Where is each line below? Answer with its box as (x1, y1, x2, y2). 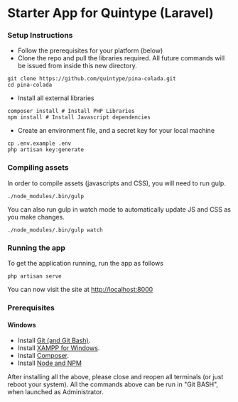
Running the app (7, 243, 66, 253)
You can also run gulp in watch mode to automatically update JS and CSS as (7, 205, 231, 214)
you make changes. (7, 212, 65, 221)
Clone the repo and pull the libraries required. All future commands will (17, 54, 225, 63)
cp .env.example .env (7, 140, 72, 147)
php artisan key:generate (7, 146, 84, 153)
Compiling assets (7, 163, 69, 173)
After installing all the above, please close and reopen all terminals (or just (7, 373, 224, 381)
